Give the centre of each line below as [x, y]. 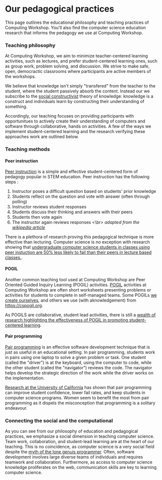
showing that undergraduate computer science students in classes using [77, 247]
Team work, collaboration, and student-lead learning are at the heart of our [80, 442]
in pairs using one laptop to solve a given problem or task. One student [75, 357]
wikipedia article [29, 227]
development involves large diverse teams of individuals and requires [74, 457]
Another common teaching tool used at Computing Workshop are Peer [75, 279]
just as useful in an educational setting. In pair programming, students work [80, 352]
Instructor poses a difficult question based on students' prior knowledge [84, 191]
